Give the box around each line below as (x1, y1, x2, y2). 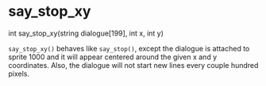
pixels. (8, 69, 30, 78)
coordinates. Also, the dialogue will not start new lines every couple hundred (8, 60, 259, 69)
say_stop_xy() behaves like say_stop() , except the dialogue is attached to (8, 43, 250, 53)
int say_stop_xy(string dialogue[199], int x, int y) (8, 28, 164, 38)
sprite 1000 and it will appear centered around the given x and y (8, 52, 218, 62)
